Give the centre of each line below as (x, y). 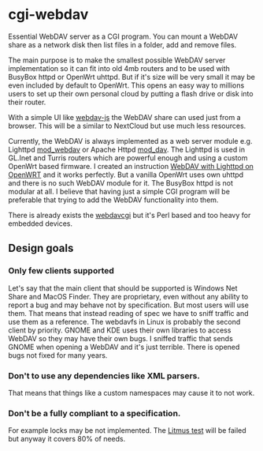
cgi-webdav (48, 15)
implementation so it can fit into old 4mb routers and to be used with (119, 68)
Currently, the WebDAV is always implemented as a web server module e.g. (130, 141)
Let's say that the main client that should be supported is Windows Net (123, 288)
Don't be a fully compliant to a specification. (94, 413)
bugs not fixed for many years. (58, 355)
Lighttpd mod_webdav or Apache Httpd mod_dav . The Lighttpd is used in (127, 149)
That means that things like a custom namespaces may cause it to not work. (131, 393)
